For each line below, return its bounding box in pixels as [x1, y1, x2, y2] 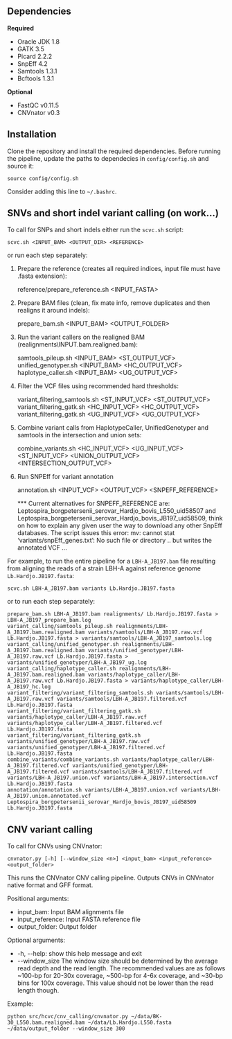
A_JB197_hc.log [7, 683, 51, 690]
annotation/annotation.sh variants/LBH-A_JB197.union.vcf [7, 787, 178, 794]
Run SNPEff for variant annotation [17, 473, 114, 481]
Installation [7, 128, 57, 141]
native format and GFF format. [7, 881, 93, 889]
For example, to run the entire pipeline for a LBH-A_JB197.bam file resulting [7, 557, 216, 566]
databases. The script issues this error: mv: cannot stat [17, 529, 175, 537]
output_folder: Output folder [17, 923, 97, 931]
